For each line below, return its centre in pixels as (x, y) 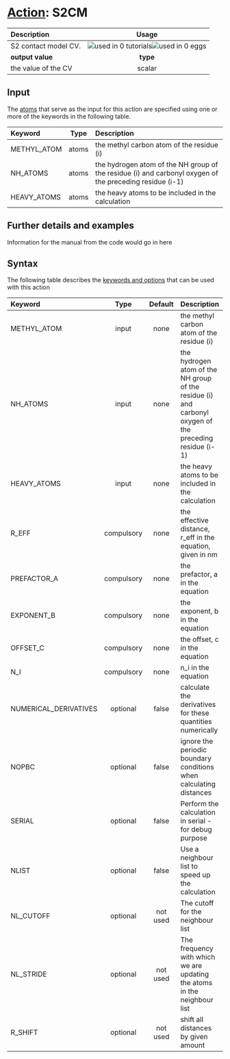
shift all (192, 1020)
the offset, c (200, 640)
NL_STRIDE (29, 974)
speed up (195, 875)
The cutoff (197, 904)
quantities (196, 722)
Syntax (23, 263)
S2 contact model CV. (46, 46)
